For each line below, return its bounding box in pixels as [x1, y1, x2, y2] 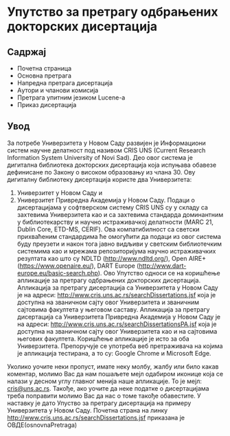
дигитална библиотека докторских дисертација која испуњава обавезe [7, 161, 217, 169]
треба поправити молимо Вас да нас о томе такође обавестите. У [7, 391, 201, 400]
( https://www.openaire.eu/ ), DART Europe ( [16, 262, 139, 270]
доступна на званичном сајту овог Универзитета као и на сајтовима [16, 327, 218, 335]
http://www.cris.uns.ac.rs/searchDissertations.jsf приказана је [7, 413, 185, 422]
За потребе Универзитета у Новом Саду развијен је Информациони [7, 139, 206, 147]
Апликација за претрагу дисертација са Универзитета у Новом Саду [16, 283, 218, 292]
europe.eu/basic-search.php [16, 268, 98, 277]
